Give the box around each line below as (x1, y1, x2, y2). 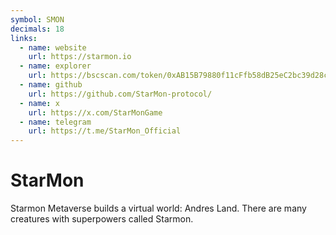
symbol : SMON (10, 14, 65, 25)
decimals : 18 (10, 24, 65, 34)
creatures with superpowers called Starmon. (10, 213, 194, 225)
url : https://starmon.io (28, 52, 132, 62)
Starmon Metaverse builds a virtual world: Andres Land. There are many (10, 202, 307, 215)
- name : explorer (19, 61, 92, 71)
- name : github (19, 80, 83, 90)
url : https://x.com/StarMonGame (28, 107, 163, 118)
